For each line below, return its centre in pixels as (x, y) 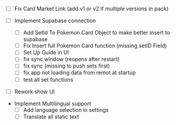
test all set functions (48, 80)
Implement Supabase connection (55, 21)
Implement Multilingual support (53, 103)
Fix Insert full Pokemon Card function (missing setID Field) (95, 46)
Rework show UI (34, 92)
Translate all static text (51, 117)
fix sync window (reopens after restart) (72, 59)
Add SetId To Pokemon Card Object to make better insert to (96, 33)
